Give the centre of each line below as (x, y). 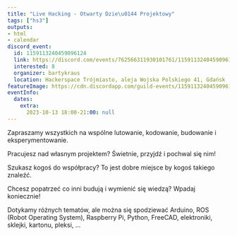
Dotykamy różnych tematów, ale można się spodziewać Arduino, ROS (108, 210)
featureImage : (28, 86)
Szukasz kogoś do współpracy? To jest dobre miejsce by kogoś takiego (111, 167)
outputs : (20, 27)
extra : (30, 106)
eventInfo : (23, 93)
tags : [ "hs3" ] (28, 20)
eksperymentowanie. (38, 140)
